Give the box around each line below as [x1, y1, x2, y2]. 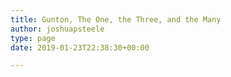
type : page [10, 33, 56, 43]
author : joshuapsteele [10, 24, 105, 34]
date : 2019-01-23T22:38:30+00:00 [10, 42, 150, 53]
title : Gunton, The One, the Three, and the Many [10, 14, 222, 25]
